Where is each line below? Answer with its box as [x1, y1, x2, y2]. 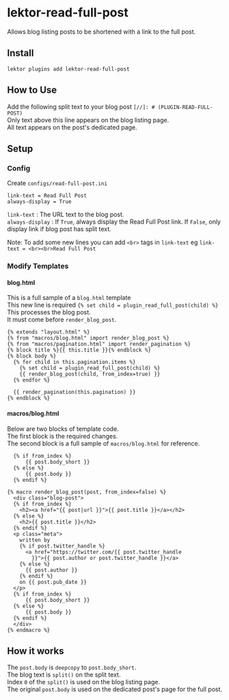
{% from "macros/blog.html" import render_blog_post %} [7, 335, 170, 342]
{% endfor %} [13, 377, 51, 384]
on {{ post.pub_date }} [19, 579, 87, 585]
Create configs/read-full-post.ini [7, 179, 108, 187]
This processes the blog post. [7, 308, 91, 316]
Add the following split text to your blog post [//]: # [7, 102, 155, 110]
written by [19, 537, 51, 544]
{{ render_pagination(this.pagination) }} [13, 389, 136, 396]
